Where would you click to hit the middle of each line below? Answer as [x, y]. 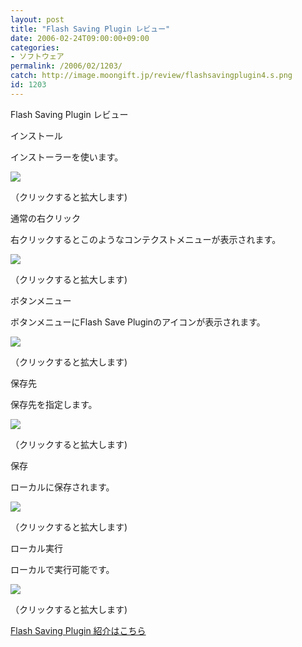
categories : [35, 47]
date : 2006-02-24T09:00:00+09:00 [80, 38]
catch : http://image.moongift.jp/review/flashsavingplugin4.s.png [151, 76]
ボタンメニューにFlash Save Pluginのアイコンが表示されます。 [138, 322]
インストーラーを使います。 [67, 157]
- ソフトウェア [37, 57]
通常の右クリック [45, 218]
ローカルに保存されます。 [62, 487]
